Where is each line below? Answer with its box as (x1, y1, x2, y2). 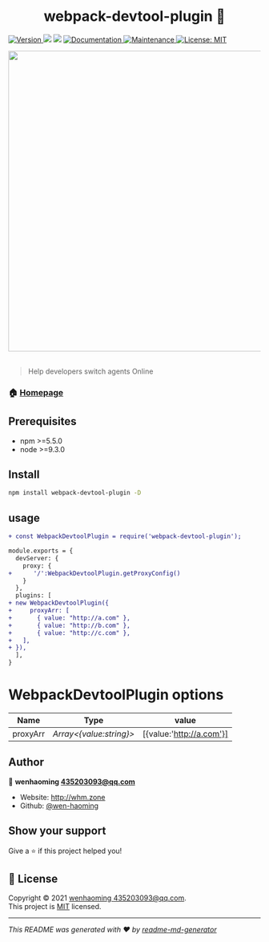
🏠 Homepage (8, 386, 64, 398)
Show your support (8, 824, 106, 838)
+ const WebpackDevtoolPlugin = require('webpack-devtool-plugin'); (8, 532, 242, 540)
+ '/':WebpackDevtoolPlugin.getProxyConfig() (8, 569, 181, 577)
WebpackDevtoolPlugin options (8, 685, 224, 704)
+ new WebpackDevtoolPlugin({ (8, 599, 110, 608)
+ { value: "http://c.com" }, (8, 629, 130, 637)
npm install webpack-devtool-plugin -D (8, 489, 142, 497)
